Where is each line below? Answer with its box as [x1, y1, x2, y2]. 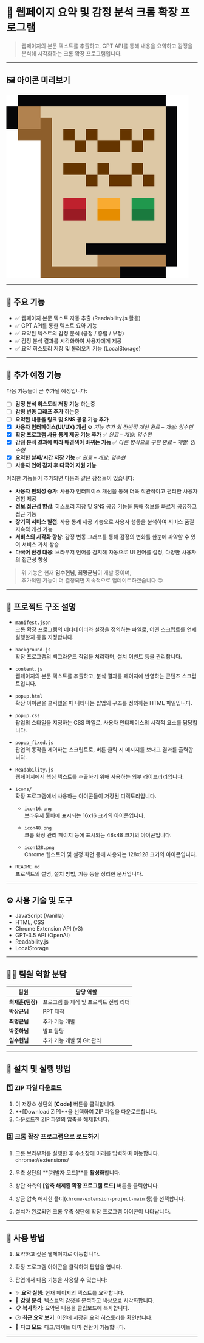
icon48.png [24, 825, 52, 831]
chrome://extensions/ [15, 1156, 69, 1164]
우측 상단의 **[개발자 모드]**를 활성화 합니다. [15, 1169, 121, 1176]
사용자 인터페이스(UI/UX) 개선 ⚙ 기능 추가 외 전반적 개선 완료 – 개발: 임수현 [15, 423, 193, 431]
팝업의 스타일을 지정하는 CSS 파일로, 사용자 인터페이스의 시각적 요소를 [15, 718, 182, 726]
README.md [15, 864, 41, 870]
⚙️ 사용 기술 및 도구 [6, 895, 73, 906]
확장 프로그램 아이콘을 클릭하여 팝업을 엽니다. [15, 1263, 123, 1270]
